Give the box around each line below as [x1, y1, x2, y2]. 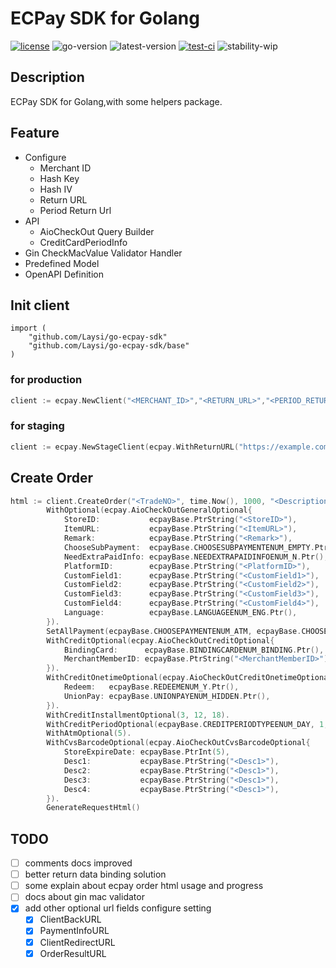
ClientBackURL [39, 913, 102, 926]
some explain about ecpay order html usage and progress [24, 880, 264, 892]
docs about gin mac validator [24, 891, 145, 903]
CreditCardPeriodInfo [39, 236, 128, 248]
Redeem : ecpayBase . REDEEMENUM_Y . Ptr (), [63, 682, 240, 692]
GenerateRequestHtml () [46, 803, 141, 813]
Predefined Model [24, 257, 100, 269]
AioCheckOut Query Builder [39, 225, 155, 237]
